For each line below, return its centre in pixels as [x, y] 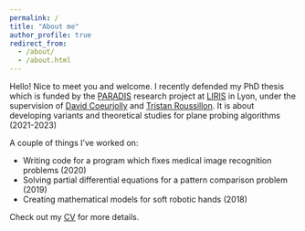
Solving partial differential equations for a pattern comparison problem [155, 180]
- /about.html [44, 60]
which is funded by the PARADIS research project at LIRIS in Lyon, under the [153, 96]
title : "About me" [44, 26]
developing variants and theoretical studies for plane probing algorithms [145, 115]
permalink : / [34, 18]
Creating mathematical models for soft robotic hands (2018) [135, 199]
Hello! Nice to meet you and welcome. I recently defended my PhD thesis [147, 86]
